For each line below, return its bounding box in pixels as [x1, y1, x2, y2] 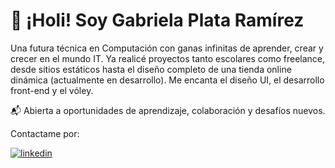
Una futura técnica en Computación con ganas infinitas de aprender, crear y [10, 42, 324, 54]
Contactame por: [10, 127, 80, 139]
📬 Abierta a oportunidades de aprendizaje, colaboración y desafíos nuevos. [10, 104, 326, 116]
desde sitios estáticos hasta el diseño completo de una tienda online [10, 63, 292, 75]
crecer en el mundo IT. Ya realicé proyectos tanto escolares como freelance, [10, 52, 326, 64]
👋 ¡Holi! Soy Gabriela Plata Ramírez [10, 9, 305, 32]
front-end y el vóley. [10, 84, 94, 96]
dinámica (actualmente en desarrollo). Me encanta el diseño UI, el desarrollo [10, 74, 325, 86]
